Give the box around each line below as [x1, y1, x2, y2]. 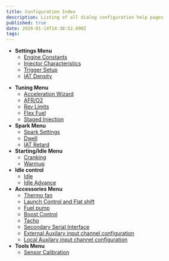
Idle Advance [23, 179, 57, 187]
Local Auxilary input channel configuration [23, 236, 128, 243]
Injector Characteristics [23, 60, 82, 67]
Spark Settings [23, 129, 61, 136]
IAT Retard [23, 141, 49, 148]
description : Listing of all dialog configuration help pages [6, 14, 164, 20]
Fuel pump [23, 204, 50, 212]
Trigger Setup [23, 66, 58, 73]
